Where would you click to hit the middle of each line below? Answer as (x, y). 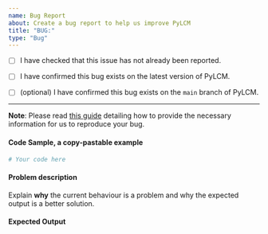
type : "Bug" (28, 38)
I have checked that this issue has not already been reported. (120, 60)
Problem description (43, 177)
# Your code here (37, 159)
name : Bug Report (37, 16)
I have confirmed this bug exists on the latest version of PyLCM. (125, 76)
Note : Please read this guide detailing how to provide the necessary (120, 115)
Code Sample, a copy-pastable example (76, 142)
